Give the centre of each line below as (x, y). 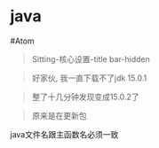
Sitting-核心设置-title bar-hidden (91, 58)
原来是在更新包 (59, 115)
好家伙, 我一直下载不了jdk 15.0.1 (89, 78)
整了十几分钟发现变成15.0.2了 (86, 97)
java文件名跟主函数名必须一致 (64, 134)
